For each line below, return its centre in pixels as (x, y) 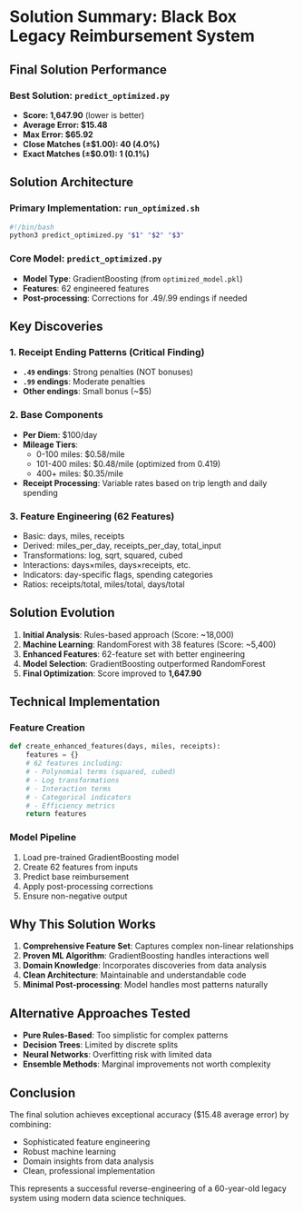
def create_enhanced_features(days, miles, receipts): (115, 747)
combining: (30, 1124)
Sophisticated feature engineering (86, 1142)
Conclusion (43, 1093)
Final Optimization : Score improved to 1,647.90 (112, 673)
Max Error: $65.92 (58, 134)
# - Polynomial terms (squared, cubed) (101, 772)
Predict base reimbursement (76, 876)
